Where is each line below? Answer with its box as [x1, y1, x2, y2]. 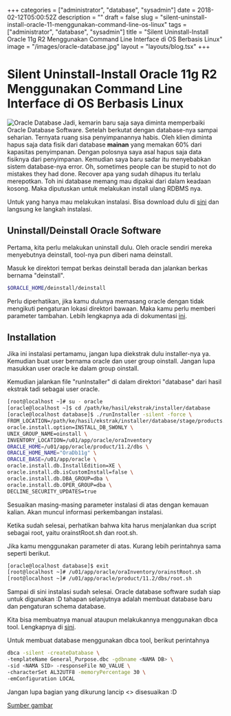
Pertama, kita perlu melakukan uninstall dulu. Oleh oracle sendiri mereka [7, 243, 212, 251]
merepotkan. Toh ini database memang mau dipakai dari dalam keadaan [7, 177, 211, 185]
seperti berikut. [7, 549, 50, 557]
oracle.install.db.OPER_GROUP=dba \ [7, 481, 112, 488]
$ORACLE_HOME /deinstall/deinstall [7, 284, 107, 291]
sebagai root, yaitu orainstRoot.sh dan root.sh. [7, 528, 138, 536]
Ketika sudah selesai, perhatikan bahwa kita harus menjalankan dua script [7, 521, 217, 529]
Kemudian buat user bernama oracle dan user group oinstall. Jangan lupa [7, 357, 215, 366]
